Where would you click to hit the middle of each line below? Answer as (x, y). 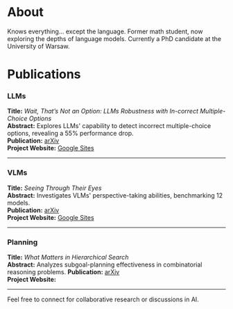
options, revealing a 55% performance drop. (70, 134)
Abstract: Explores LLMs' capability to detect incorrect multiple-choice (109, 126)
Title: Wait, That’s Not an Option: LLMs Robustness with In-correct (103, 111)
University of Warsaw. (38, 46)
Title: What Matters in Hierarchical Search (68, 257)
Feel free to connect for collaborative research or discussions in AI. (103, 299)
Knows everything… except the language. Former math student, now (105, 31)
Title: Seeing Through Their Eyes (54, 188)
